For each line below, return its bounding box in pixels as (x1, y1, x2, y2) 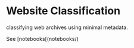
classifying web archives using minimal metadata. (6, 24, 128, 31)
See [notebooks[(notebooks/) (6, 35, 79, 42)
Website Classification (6, 4, 121, 18)
